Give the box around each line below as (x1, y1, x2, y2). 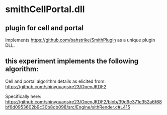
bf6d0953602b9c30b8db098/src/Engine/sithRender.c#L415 (5, 104, 131, 110)
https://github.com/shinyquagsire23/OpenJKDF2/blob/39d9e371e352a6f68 (5, 98, 162, 104)
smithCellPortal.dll (5, 4, 85, 15)
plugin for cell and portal (5, 24, 84, 32)
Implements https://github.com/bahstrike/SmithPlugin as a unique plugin (5, 37, 155, 43)
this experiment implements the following (5, 57, 139, 66)
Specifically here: (5, 93, 42, 99)
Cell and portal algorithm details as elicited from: (5, 78, 106, 84)
